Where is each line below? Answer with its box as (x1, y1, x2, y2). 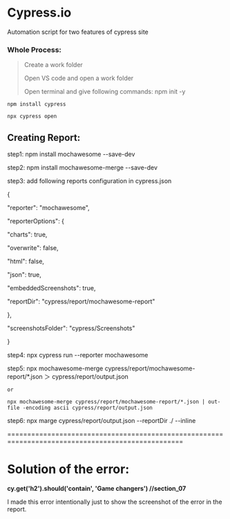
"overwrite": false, (7, 244, 59, 252)
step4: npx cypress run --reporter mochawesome (7, 351, 148, 359)
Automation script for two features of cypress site (7, 28, 148, 36)
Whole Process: (7, 45, 62, 55)
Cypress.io (7, 5, 72, 21)
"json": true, (7, 271, 41, 279)
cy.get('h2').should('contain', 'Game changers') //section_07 (7, 484, 186, 492)
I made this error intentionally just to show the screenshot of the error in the (7, 498, 222, 506)
